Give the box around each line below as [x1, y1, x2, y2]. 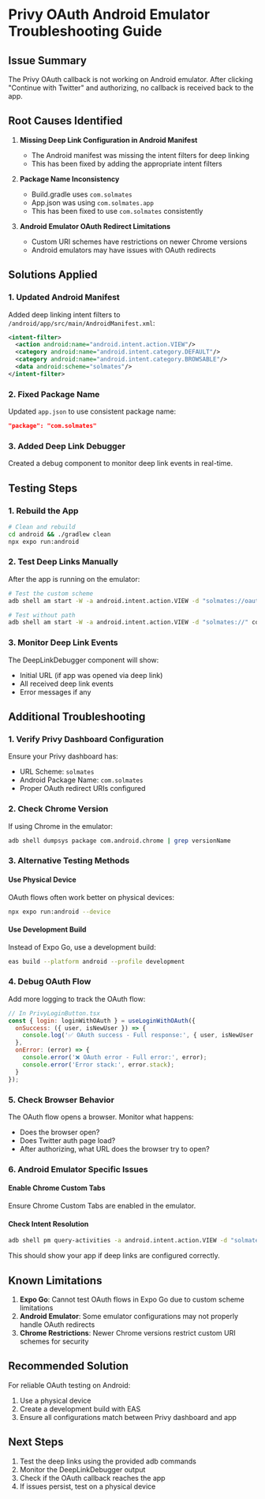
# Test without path [8, 611, 77, 619]
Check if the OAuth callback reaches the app [19, 1473, 166, 1482]
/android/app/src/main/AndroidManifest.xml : [8, 318, 155, 328]
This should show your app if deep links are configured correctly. [8, 1251, 221, 1261]
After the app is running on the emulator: [8, 574, 140, 583]
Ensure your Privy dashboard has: [8, 751, 118, 761]
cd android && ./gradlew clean [8, 530, 111, 538]
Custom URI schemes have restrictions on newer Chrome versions [31, 237, 248, 246]
